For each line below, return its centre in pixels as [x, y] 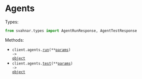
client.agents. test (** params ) [43, 63]
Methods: [14, 40]
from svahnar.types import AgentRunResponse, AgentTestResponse [71, 31]
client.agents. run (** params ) [41, 50]
